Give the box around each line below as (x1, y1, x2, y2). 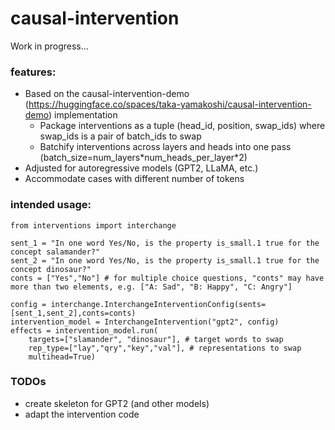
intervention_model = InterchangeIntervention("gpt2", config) (10, 317, 280, 327)
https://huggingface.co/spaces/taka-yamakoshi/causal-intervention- (28, 98, 312, 111)
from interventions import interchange (10, 220, 177, 231)
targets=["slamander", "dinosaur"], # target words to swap (28, 334, 284, 344)
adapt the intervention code (24, 408, 140, 420)
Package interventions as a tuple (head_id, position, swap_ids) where (39, 120, 326, 132)
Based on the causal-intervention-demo (24, 88, 190, 100)
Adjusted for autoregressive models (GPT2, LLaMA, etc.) (24, 162, 259, 174)
